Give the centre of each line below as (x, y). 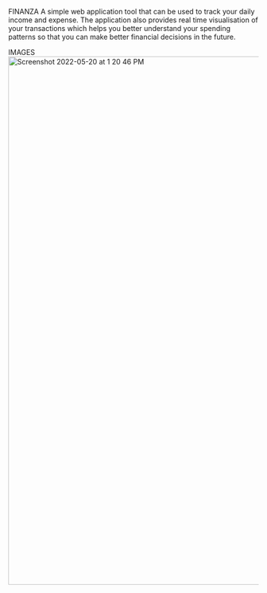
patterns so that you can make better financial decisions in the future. (122, 37)
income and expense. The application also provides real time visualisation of (133, 20)
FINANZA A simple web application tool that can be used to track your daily (132, 12)
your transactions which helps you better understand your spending (120, 28)
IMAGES (22, 52)
